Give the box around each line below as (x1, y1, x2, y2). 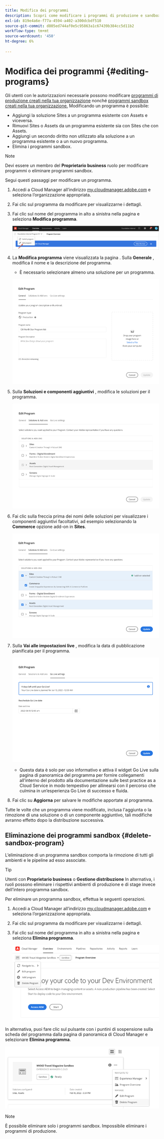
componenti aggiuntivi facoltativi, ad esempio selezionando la (12, 518, 137, 524)
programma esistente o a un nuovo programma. (12, 138, 108, 144)
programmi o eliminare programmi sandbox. (5, 167, 93, 173)
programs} (5, 76, 50, 87)
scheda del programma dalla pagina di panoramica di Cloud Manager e (5, 1031, 148, 1038)
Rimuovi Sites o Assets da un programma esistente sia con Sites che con (12, 122, 159, 128)
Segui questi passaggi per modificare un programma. (5, 177, 112, 183)
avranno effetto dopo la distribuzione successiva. (5, 817, 104, 823)
